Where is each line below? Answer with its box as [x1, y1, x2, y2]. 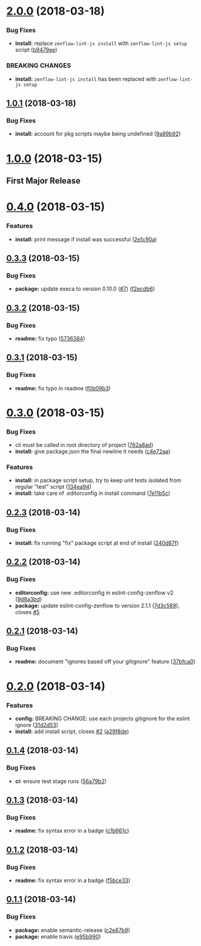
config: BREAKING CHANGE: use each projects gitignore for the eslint [15, 714, 190, 722]
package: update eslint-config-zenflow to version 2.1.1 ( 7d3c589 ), [15, 602, 180, 609]
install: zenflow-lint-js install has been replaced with [15, 75, 157, 83]
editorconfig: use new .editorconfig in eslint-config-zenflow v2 [15, 589, 174, 596]
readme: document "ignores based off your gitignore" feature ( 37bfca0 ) [15, 658, 196, 665]
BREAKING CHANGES [6, 61, 71, 70]
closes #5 [15, 608, 40, 615]
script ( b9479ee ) [15, 46, 58, 54]
